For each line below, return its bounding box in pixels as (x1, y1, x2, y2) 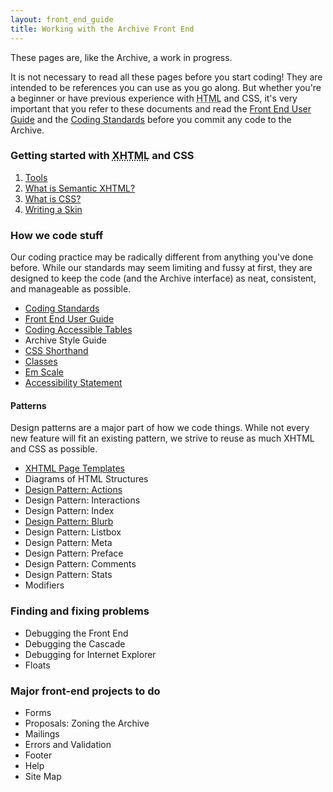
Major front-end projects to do (10, 684, 161, 698)
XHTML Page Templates (24, 462, 125, 475)
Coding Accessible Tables (24, 324, 133, 336)
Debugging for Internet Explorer (24, 648, 157, 660)
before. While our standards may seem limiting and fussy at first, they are (10, 262, 313, 274)
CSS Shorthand (24, 345, 89, 357)
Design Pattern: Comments (24, 558, 137, 570)
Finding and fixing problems (10, 604, 150, 618)
